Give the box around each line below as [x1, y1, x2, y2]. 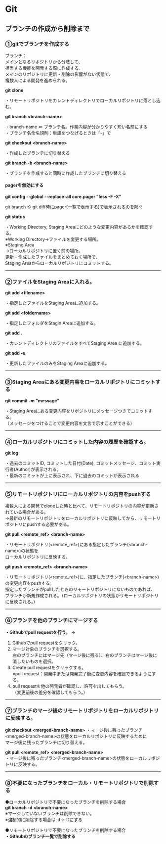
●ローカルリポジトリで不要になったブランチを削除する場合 [5, 799, 126, 805]
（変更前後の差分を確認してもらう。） [12, 689, 88, 695]
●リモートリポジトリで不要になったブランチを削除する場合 [5, 827, 126, 833]
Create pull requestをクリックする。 [12, 664, 86, 670]
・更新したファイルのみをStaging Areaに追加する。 [5, 360, 110, 367]
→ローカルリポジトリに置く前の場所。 [5, 248, 83, 254]
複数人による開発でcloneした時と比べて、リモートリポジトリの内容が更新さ [5, 503, 159, 509]
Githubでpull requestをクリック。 [12, 640, 80, 646]
